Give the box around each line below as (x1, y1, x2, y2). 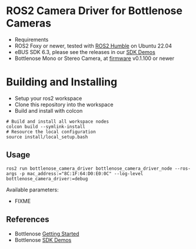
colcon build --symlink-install (6, 123, 85, 130)
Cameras (6, 16, 52, 30)
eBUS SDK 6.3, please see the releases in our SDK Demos (14, 48, 156, 55)
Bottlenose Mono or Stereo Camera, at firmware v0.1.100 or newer (14, 55, 175, 62)
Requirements (14, 36, 49, 43)
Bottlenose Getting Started (14, 230, 79, 237)
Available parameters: (6, 186, 59, 193)
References (6, 214, 49, 224)
